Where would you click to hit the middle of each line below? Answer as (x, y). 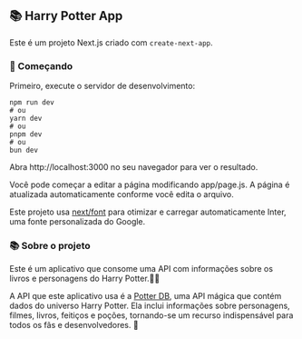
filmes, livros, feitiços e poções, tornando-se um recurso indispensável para (151, 315)
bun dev (24, 150)
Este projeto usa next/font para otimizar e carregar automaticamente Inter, (148, 212)
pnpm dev (26, 135)
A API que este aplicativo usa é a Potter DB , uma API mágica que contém (146, 296)
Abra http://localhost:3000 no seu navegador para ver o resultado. (134, 167)
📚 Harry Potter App (66, 16)
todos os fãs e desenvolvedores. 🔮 (74, 325)
